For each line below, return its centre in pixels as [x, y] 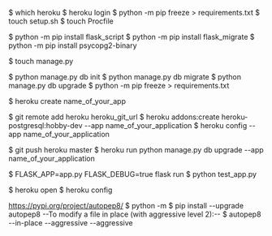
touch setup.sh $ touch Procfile [61, 21]
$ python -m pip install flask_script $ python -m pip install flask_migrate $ [132, 37]
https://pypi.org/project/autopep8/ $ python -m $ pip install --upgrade [126, 206]
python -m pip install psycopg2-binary [73, 45]
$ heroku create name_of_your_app [67, 101]
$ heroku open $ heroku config [60, 190]
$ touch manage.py [41, 61]
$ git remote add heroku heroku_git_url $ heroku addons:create [114, 117]
